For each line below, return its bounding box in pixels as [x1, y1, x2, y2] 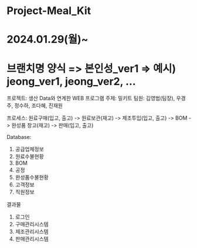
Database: [6, 134, 32, 141]
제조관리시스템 [15, 228, 49, 235]
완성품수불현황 [15, 174, 49, 181]
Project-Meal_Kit [6, 4, 91, 18]
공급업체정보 [15, 145, 45, 153]
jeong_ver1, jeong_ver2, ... [6, 74, 137, 88]
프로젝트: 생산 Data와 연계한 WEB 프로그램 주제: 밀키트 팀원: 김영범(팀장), [6, 95, 175, 102]
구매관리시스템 [15, 221, 49, 228]
